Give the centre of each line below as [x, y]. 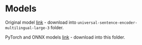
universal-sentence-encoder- [107, 23]
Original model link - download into [41, 22]
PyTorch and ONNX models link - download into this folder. [65, 37]
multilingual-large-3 [27, 28]
